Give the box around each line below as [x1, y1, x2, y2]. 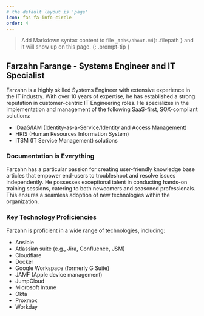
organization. [6, 198, 39, 205]
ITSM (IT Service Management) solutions [15, 137, 118, 144]
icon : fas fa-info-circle [6, 15, 72, 21]
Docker [15, 258, 34, 265]
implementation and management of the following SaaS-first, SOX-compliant [6, 106, 198, 113]
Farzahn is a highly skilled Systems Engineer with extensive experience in [6, 86, 191, 94]
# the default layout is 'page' [6, 8, 88, 15]
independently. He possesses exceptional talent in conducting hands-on [6, 178, 188, 186]
